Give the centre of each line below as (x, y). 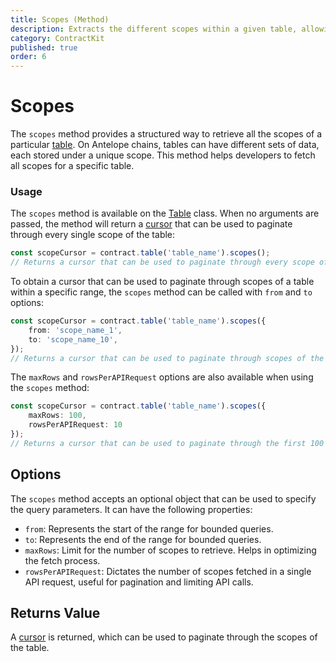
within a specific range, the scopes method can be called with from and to (161, 292)
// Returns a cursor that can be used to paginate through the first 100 (167, 443)
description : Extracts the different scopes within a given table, (154, 29)
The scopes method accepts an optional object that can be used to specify (163, 498)
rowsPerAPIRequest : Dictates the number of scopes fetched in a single (168, 571)
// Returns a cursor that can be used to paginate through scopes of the (167, 358)
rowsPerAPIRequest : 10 (75, 425)
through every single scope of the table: (93, 235)
